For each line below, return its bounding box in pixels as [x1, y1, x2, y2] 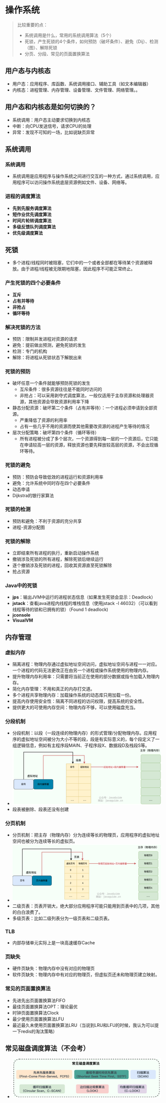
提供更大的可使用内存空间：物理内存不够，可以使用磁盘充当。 [12, 705, 138, 711]
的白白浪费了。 [12, 909, 43, 915]
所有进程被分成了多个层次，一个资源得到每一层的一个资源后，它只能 [19, 436, 159, 442]
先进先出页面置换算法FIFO [12, 997, 66, 1003]
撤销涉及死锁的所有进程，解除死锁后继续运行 [12, 556, 104, 562]
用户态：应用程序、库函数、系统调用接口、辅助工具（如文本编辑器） [12, 81, 151, 86]
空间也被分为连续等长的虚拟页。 [12, 838, 78, 844]
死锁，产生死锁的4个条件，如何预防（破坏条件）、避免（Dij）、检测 [24, 38, 159, 44]
